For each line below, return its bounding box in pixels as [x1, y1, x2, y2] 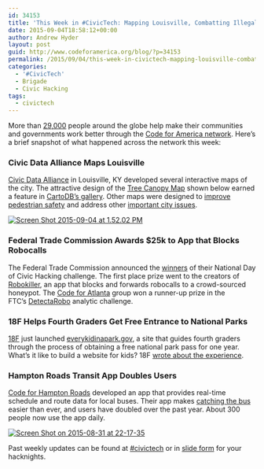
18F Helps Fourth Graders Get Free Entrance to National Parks [8, 316, 248, 327]
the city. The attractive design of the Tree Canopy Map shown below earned [8, 183, 255, 193]
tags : [8, 92, 26, 100]
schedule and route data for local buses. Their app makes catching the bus [8, 397, 251, 406]
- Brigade [15, 77, 47, 85]
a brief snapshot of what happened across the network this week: [8, 138, 222, 147]
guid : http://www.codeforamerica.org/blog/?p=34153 [8, 48, 181, 56]
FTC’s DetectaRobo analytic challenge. [8, 296, 134, 305]
